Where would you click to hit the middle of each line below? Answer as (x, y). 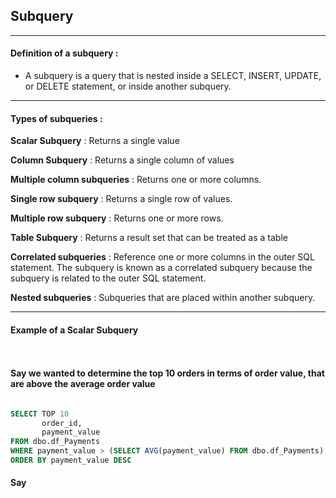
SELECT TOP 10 (40, 414)
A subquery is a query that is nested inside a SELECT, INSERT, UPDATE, (173, 76)
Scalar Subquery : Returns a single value (95, 141)
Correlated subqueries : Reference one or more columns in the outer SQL (162, 257)
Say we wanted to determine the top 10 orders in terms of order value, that (167, 373)
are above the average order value (83, 384)
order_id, (62, 423)
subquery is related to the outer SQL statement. (108, 278)
